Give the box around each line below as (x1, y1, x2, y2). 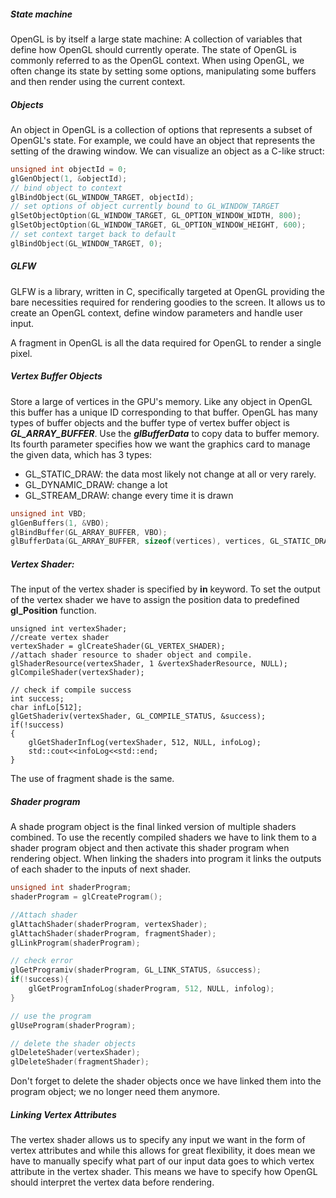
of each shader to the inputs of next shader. (10, 863, 192, 875)
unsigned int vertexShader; (10, 624, 128, 634)
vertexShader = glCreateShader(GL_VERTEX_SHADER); (10, 641, 226, 652)
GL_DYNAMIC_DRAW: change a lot (24, 478, 168, 490)
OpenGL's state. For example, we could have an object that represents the (10, 134, 316, 146)
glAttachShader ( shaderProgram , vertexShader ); (10, 919, 208, 929)
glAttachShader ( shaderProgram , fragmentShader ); (10, 928, 217, 939)
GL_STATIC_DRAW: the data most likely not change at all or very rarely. (24, 468, 317, 480)
